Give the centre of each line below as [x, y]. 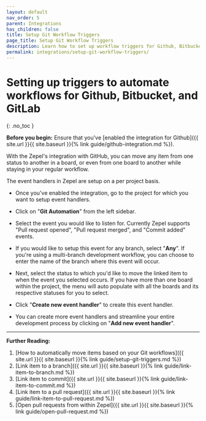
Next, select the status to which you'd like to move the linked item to [101, 273]
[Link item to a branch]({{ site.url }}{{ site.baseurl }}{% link [89, 366]
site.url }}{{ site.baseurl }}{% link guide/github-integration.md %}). [90, 144]
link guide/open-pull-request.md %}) [62, 411]
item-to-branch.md [39, 372]
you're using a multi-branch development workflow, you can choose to [105, 254]
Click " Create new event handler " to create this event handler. [94, 304]
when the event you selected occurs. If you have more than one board [104, 280]
